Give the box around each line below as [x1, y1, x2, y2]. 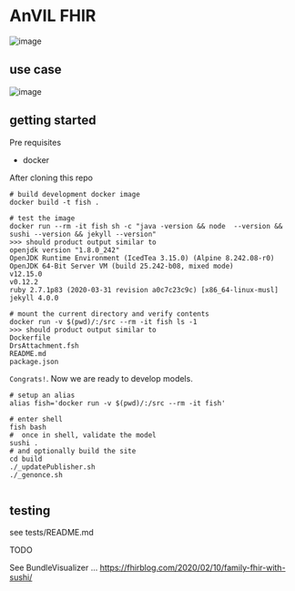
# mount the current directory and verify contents [9, 309, 209, 319]
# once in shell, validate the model [9, 430, 157, 440]
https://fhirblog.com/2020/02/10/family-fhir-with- [99, 562, 286, 574]
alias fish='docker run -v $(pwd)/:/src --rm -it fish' [9, 398, 226, 408]
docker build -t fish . [9, 198, 100, 207]
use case [9, 62, 62, 77]
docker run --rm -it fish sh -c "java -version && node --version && [9, 221, 283, 230]
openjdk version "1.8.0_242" [9, 245, 120, 255]
